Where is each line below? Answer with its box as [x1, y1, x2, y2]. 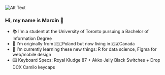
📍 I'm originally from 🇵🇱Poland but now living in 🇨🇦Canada [12, 41, 135, 47]
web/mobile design [12, 52, 52, 58]
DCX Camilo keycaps [12, 64, 55, 70]
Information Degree [12, 36, 52, 41]
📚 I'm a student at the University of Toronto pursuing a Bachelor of [12, 29, 149, 35]
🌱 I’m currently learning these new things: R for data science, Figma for [12, 46, 157, 52]
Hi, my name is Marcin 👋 [5, 17, 64, 24]
